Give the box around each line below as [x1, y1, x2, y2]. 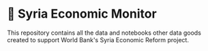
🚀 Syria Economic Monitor [7, 6, 157, 22]
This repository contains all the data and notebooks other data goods [7, 29, 201, 37]
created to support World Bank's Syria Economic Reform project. [7, 35, 190, 44]
